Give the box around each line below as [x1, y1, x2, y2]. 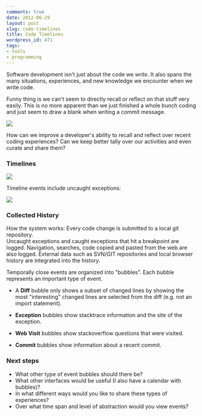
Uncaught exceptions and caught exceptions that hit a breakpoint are [6, 238, 180, 245]
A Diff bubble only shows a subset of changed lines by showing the [15, 287, 184, 294]
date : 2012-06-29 [6, 15, 50, 21]
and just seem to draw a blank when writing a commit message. [6, 108, 166, 115]
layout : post [6, 20, 39, 26]
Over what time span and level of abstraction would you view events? [15, 403, 189, 410]
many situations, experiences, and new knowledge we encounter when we [6, 77, 193, 84]
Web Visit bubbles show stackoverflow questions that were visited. [15, 330, 184, 337]
